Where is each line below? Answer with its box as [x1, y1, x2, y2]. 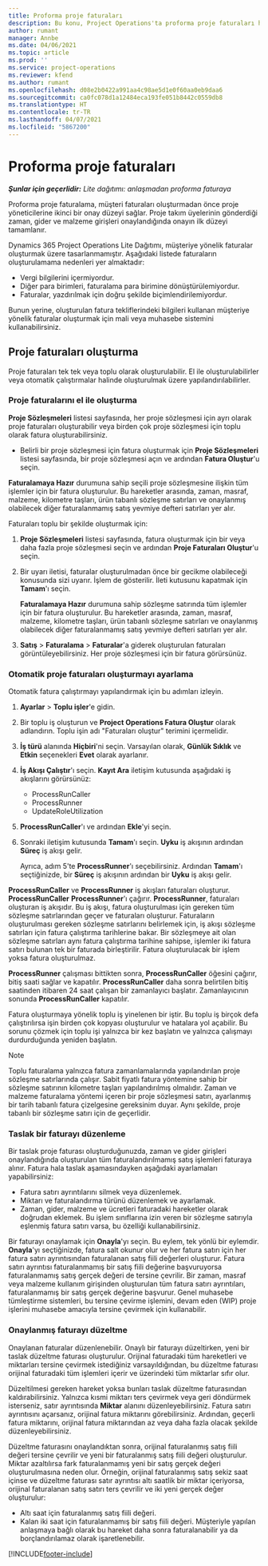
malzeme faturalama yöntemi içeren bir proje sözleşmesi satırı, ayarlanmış [8, 1092, 251, 1101]
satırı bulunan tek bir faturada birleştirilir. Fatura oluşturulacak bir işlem [8, 945, 240, 954]
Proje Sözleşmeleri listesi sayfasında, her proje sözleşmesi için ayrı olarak [8, 413, 252, 422]
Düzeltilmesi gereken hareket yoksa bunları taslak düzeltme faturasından [8, 1383, 247, 1394]
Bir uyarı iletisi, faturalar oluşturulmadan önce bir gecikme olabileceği [19, 566, 247, 576]
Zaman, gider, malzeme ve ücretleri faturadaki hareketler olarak [19, 1204, 229, 1214]
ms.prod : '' [8, 57, 48, 65]
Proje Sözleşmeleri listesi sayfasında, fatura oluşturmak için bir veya [19, 534, 246, 544]
